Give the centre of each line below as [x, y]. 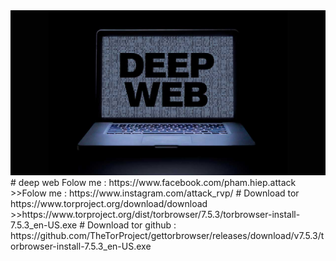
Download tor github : [132, 225]
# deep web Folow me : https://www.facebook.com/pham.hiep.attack [153, 182]
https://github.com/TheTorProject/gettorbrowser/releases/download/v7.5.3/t [167, 235]
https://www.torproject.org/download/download [109, 203]
